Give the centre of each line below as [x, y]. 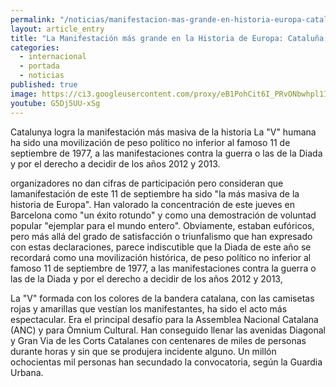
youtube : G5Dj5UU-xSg [55, 103]
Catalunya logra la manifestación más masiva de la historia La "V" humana [163, 132]
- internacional [53, 57]
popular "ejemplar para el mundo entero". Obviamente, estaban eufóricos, [162, 225]
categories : [35, 47]
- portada [39, 66]
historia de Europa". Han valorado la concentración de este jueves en [152, 204]
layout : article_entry [57, 29]
